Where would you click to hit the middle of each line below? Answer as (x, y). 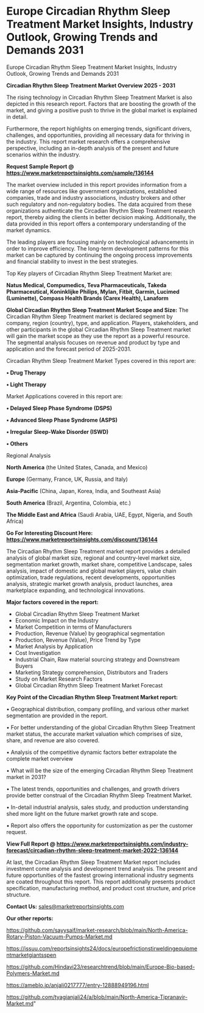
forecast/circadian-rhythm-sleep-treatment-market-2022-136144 (92, 850)
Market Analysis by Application (54, 646)
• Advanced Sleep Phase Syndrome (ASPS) (62, 420)
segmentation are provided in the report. (57, 715)
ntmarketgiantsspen (31, 955)
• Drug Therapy (26, 372)
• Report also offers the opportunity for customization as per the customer (100, 825)
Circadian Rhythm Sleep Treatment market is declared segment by (90, 316)
